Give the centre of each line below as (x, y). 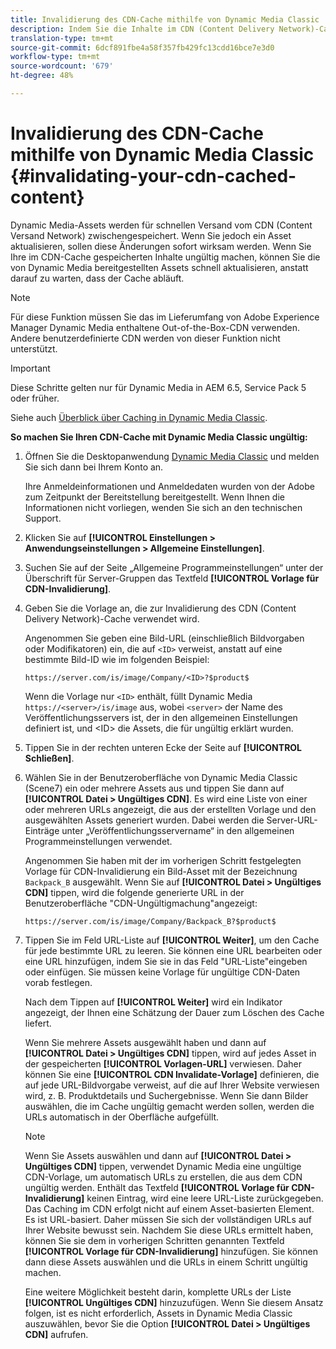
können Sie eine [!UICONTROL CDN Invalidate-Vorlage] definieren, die (172, 1074)
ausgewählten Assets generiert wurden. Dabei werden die (144, 820)
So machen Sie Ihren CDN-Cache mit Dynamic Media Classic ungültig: (159, 437)
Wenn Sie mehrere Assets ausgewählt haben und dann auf (145, 1042)
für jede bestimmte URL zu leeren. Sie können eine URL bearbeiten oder (173, 950)
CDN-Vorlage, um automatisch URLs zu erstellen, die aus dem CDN (163, 1177)
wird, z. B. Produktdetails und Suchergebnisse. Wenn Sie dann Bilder (166, 1095)
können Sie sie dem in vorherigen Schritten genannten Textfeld (154, 1240)
